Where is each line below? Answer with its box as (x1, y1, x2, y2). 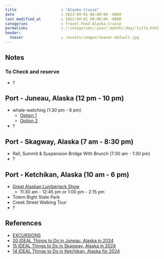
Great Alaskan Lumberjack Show (12, 183, 80, 189)
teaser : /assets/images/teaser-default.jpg (9, 35, 140, 40)
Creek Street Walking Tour (12, 199, 67, 205)
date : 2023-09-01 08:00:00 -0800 (5, 12, 122, 17)
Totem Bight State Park (12, 194, 60, 200)
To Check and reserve (5, 68, 60, 75)
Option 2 (19, 118, 38, 124)
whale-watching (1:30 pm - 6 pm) (12, 107, 81, 113)
